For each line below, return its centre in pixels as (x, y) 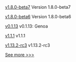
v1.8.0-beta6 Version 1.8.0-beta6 (38, 16)
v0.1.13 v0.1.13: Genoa (26, 26)
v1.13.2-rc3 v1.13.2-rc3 (28, 45)
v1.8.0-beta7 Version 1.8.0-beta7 (38, 7)
